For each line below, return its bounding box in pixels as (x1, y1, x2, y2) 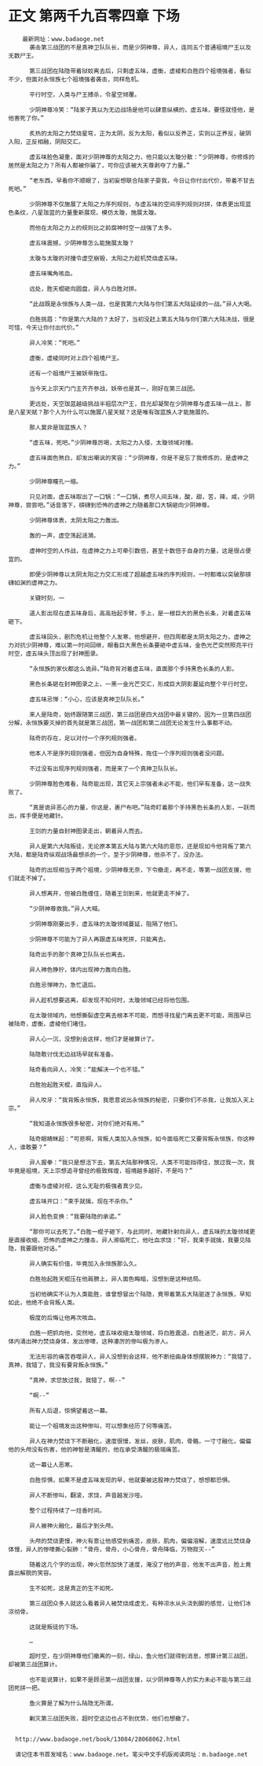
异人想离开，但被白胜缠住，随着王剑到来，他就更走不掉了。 (28, 890, 193, 898)
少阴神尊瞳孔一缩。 (28, 477, 82, 485)
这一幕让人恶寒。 (28, 1461, 77, 1469)
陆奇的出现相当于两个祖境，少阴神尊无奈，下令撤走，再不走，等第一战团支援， (28, 866, 246, 874)
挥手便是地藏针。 (19, 812, 67, 820)
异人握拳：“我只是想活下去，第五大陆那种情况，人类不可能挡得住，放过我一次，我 (28, 1158, 255, 1167)
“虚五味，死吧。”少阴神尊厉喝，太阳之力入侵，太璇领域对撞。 (28, 438, 198, 447)
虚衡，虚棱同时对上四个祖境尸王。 (28, 354, 123, 362)
